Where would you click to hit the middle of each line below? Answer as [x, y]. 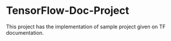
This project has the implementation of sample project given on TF [86, 27]
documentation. [25, 32]
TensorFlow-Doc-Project [68, 11]
